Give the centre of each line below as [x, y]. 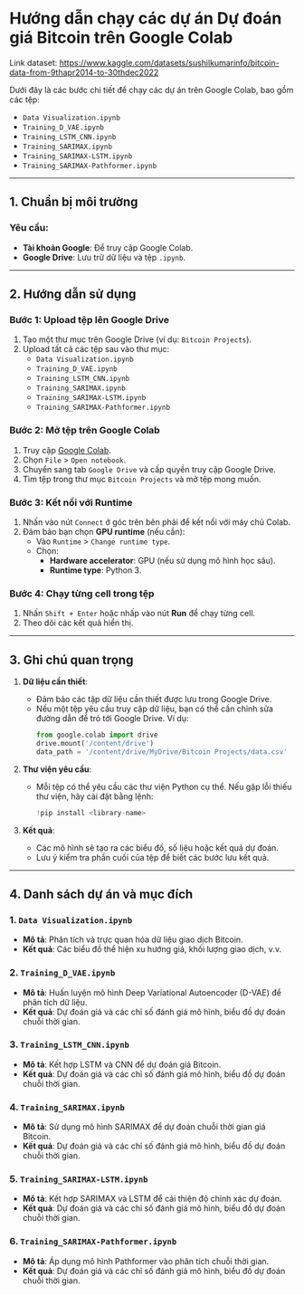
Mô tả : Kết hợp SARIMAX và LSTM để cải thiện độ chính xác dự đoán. [152, 1199]
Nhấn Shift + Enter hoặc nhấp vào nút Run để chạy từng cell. [139, 614]
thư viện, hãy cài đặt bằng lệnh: [95, 796]
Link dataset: [33, 62]
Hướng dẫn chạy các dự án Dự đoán [146, 19]
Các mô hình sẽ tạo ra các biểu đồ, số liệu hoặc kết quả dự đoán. [157, 847]
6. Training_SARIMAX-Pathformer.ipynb [93, 1242]
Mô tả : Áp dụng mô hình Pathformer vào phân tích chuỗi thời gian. [146, 1261]
